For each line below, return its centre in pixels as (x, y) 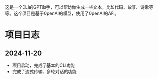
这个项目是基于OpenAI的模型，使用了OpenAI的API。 (66, 13)
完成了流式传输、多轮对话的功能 (44, 71)
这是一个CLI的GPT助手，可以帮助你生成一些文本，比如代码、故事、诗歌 (77, 7)
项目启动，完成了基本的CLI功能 (43, 65)
